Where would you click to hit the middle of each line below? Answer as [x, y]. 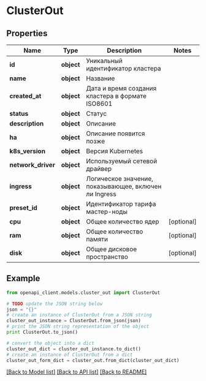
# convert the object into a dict [51, 343]
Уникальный [104, 61]
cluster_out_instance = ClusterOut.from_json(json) [74, 321]
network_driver [32, 165]
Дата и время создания [121, 88]
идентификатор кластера [123, 68]
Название [100, 78]
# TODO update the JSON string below [55, 304]
